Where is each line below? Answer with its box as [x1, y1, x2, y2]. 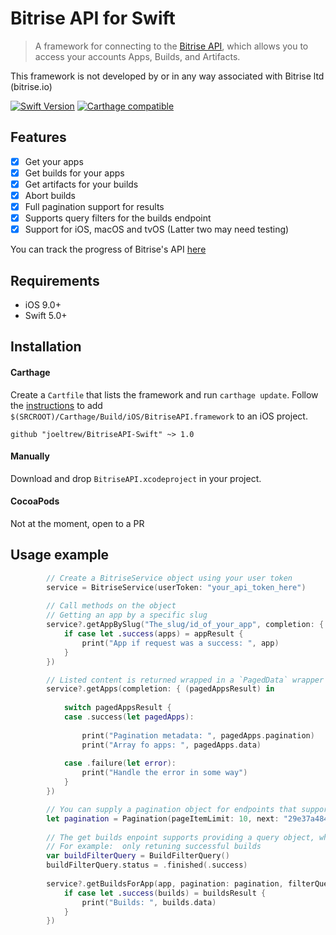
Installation [10, 338, 82, 356]
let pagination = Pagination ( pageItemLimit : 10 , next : [46, 813, 280, 824]
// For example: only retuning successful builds [46, 842, 262, 852]
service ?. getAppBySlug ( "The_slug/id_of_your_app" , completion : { [46, 620, 325, 630]
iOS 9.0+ [24, 299, 62, 311]
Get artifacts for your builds [24, 178, 139, 190]
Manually [10, 450, 50, 462]
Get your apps [24, 155, 84, 167]
